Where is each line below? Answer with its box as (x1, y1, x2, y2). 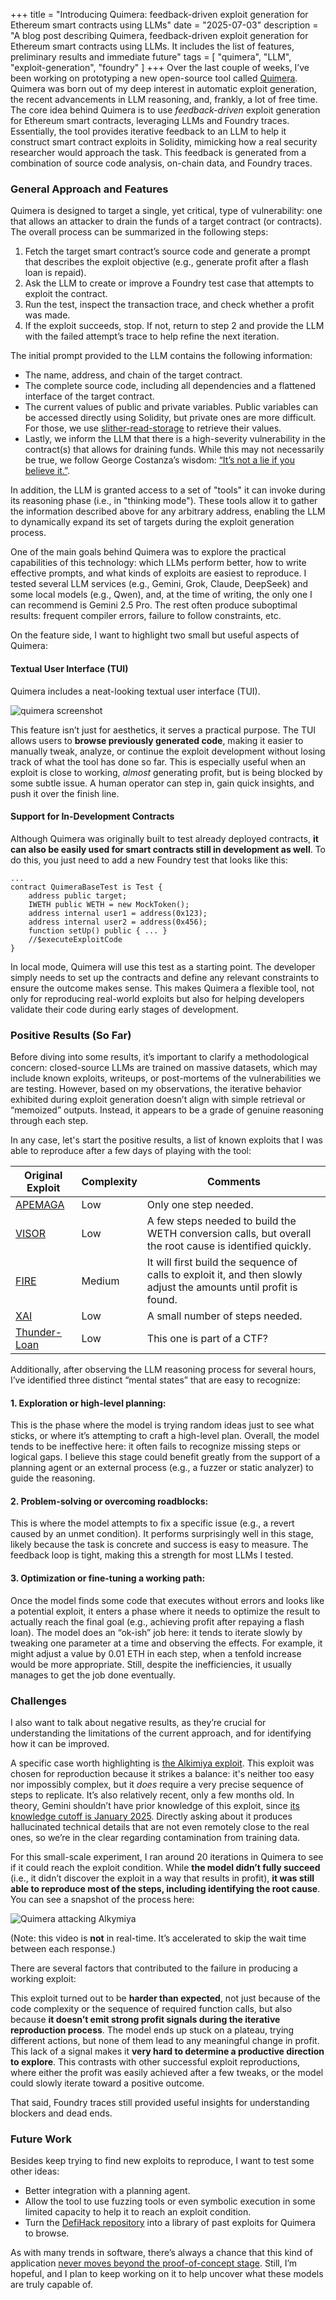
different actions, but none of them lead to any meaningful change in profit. (10, 2034, 320, 2046)
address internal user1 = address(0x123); (28, 908, 208, 918)
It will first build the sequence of (146, 1255, 298, 1269)
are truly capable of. (10, 2279, 93, 2291)
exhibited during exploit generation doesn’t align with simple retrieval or (10, 1094, 306, 1105)
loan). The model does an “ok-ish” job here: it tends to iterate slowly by (10, 1626, 303, 1638)
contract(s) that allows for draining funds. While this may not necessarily (24, 444, 325, 456)
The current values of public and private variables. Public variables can (24, 401, 319, 413)
